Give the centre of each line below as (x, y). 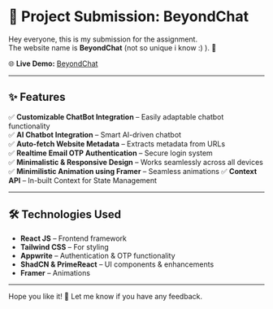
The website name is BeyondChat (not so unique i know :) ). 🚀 (113, 47)
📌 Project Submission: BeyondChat (129, 17)
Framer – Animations (55, 272)
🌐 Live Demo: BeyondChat (53, 63)
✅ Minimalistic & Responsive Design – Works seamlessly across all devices (136, 162)
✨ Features (37, 97)
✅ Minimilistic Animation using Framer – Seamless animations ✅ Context (133, 171)
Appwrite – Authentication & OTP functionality (98, 255)
